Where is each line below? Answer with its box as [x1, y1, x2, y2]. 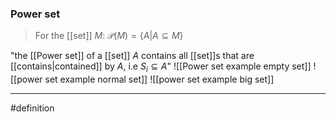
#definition [10, 102, 55, 114]
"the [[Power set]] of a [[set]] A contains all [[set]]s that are [10, 50, 255, 62]
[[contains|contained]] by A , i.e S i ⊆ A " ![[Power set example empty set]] [10, 60, 312, 75]
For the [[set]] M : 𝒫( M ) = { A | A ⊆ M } [34, 30, 184, 42]
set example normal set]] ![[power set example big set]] [44, 73, 275, 86]
